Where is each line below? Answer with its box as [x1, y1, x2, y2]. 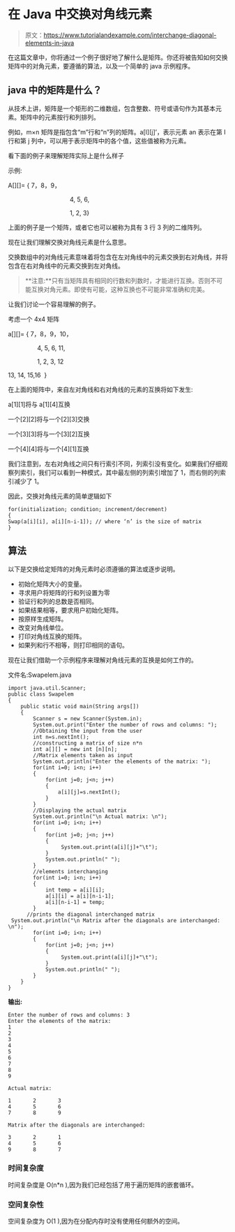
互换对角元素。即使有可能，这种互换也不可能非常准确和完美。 [31, 285, 209, 294]
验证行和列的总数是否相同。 [17, 597, 98, 606]
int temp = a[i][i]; [45, 886, 105, 894]
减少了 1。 [13, 477, 43, 485]
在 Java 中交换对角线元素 [8, 6, 153, 22]
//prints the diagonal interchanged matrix [26, 910, 156, 918]
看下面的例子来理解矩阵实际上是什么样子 [8, 151, 124, 159]
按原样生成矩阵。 [17, 615, 68, 623]
